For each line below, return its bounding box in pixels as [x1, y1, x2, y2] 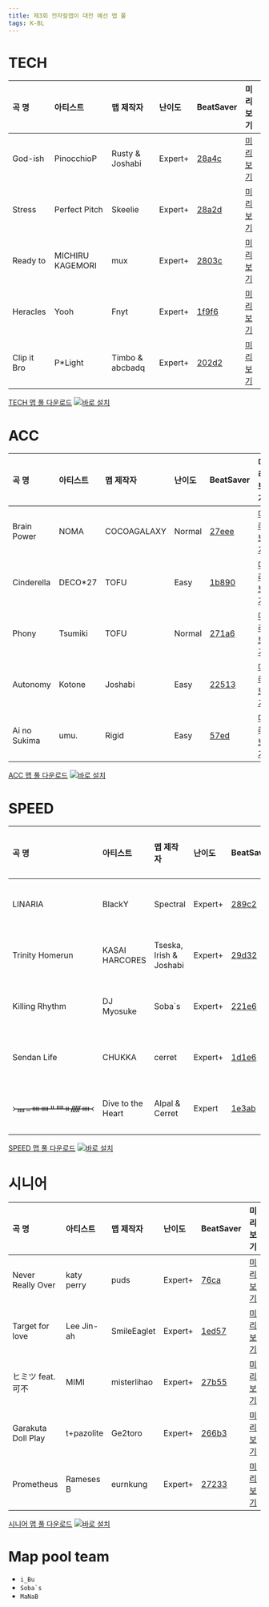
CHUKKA [102, 1052, 138, 1063]
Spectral [154, 898, 186, 910]
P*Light [54, 357, 84, 368]
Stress [12, 204, 37, 215]
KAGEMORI [54, 260, 98, 271]
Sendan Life [12, 1052, 58, 1063]
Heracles [12, 306, 46, 317]
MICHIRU [54, 250, 90, 261]
